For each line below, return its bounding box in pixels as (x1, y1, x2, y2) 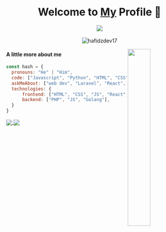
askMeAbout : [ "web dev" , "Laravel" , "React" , (11, 80, 126, 86)
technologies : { (11, 86, 52, 92)
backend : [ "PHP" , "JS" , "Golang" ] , (21, 97, 110, 103)
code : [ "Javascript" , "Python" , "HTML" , (11, 75, 113, 80)
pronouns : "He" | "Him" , (11, 69, 73, 76)
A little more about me (6, 50, 62, 58)
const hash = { (6, 64, 44, 70)
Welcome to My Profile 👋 (37, 5, 162, 19)
